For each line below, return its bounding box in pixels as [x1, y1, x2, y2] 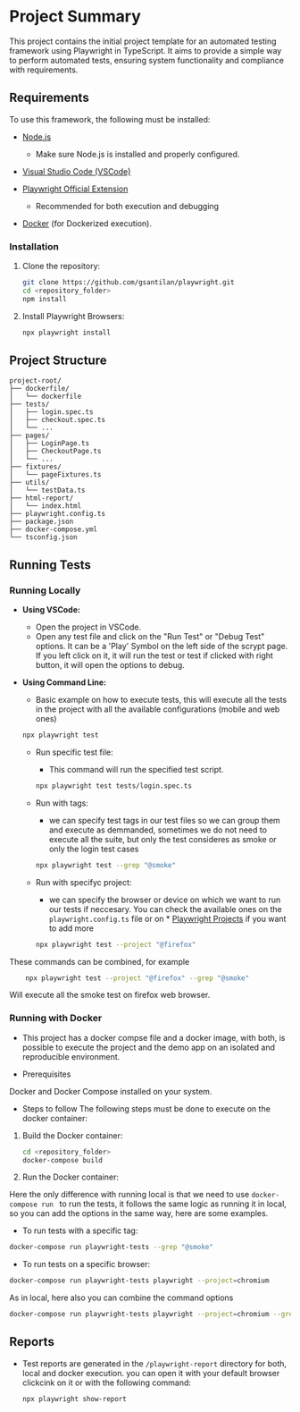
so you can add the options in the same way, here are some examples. [9, 1208, 269, 1219]
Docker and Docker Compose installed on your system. [9, 1086, 212, 1096]
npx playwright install [21, 328, 112, 337]
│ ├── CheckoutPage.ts [9, 447, 102, 456]
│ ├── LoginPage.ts [9, 439, 90, 448]
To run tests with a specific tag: [21, 1225, 138, 1236]
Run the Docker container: [21, 1171, 119, 1182]
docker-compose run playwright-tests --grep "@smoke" [9, 1243, 214, 1252]
